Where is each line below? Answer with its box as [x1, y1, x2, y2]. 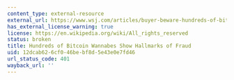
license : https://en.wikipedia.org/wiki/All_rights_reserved [7, 29, 189, 37]
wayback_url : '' [7, 62, 54, 69]
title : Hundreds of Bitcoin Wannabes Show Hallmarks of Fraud [7, 42, 192, 49]
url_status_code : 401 [7, 56, 70, 63]
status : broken [7, 36, 52, 43]
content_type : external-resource [7, 10, 104, 17]
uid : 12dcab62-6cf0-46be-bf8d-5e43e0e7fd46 [7, 49, 136, 56]
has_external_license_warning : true [7, 23, 114, 30]
